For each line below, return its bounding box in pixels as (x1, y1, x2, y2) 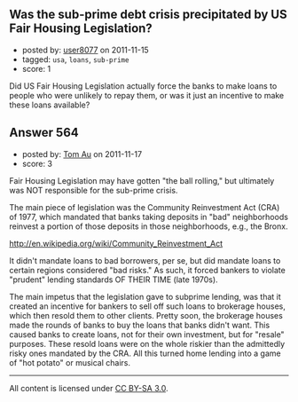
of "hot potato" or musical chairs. (9, 357, 131, 367)
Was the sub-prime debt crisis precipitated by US (9, 7, 287, 22)
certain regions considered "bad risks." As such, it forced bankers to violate (9, 264, 286, 275)
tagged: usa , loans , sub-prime (21, 53, 129, 65)
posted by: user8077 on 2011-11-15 (21, 44, 149, 55)
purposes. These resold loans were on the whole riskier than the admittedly (9, 338, 286, 349)
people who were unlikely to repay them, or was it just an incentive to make (9, 90, 285, 100)
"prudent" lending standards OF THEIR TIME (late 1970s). (9, 274, 219, 285)
